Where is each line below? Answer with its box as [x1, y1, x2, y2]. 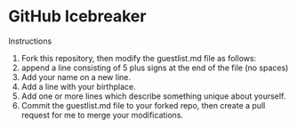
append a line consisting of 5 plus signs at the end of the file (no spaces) [20, 62, 289, 73]
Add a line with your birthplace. [20, 81, 136, 92]
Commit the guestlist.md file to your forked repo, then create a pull [20, 100, 266, 110]
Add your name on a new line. [20, 71, 131, 82]
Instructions [8, 36, 52, 46]
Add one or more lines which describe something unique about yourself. [20, 91, 286, 101]
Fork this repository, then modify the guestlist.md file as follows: [20, 52, 257, 63]
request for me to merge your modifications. [20, 109, 184, 120]
